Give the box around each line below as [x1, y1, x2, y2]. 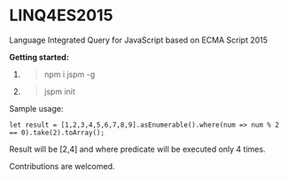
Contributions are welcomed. [9, 160, 115, 171]
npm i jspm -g [43, 68, 96, 80]
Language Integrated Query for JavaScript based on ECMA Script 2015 [9, 35, 269, 45]
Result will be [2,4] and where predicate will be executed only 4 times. [9, 144, 266, 154]
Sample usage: [9, 103, 64, 113]
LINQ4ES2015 [9, 5, 113, 26]
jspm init [43, 86, 75, 97]
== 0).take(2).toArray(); [9, 128, 105, 137]
